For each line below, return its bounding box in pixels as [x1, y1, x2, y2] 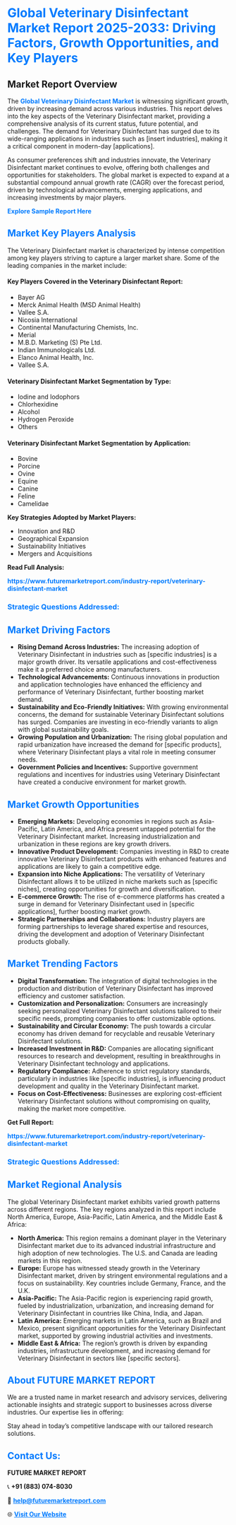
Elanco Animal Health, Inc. [17, 354, 94, 362]
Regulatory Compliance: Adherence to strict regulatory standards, [17, 1066, 212, 1075]
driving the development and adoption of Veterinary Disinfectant [17, 930, 204, 938]
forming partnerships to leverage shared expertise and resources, [17, 922, 209, 930]
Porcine [17, 462, 40, 471]
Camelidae [17, 500, 49, 508]
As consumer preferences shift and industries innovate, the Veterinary [7, 156, 211, 164]
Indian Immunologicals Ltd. [17, 346, 97, 354]
